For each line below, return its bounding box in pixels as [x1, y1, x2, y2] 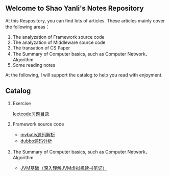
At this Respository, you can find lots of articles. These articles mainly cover [5, 17, 165, 23]
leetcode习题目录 [12, 111, 50, 117]
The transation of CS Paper [12, 44, 70, 51]
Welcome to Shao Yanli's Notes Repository [5, 4, 144, 13]
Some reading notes [12, 62, 56, 68]
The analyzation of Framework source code [12, 34, 105, 40]
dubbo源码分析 [20, 138, 52, 144]
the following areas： [5, 23, 50, 30]
